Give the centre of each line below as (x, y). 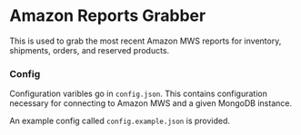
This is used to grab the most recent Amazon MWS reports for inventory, (145, 41)
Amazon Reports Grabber (108, 16)
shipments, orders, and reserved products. (90, 50)
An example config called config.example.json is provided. (120, 121)
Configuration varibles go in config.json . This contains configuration (139, 94)
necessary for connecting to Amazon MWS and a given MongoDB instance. (151, 103)
